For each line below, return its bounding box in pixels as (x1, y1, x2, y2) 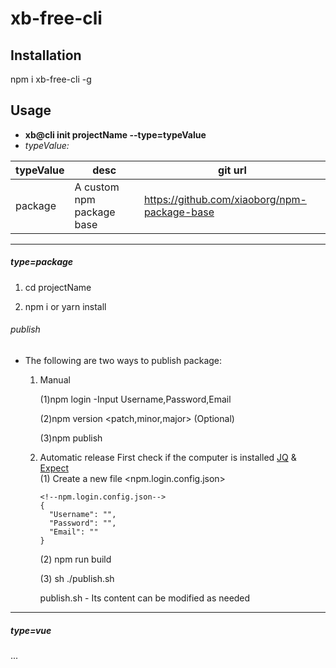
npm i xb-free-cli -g (10, 73, 92, 85)
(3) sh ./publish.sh (39, 572, 115, 584)
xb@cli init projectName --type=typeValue (24, 128, 207, 141)
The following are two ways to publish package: (24, 354, 223, 366)
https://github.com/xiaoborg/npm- (143, 192, 307, 206)
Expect (39, 462, 69, 474)
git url (218, 163, 247, 177)
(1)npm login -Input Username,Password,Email (39, 393, 232, 405)
